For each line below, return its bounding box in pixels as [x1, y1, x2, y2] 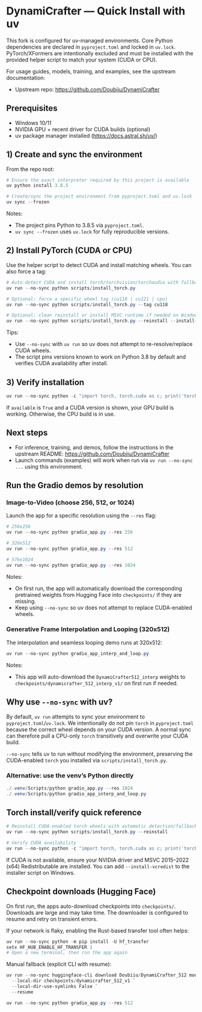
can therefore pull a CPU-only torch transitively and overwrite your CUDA [6, 732, 188, 739]
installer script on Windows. [6, 869, 75, 876]
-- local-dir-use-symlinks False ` [11, 984, 98, 990]
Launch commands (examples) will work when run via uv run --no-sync [14, 456, 194, 464]
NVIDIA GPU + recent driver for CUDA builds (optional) [14, 125, 151, 133]
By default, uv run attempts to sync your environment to [6, 713, 145, 720]
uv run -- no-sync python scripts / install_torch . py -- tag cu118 [6, 301, 168, 307]
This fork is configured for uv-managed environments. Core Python [6, 37, 173, 44]
